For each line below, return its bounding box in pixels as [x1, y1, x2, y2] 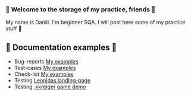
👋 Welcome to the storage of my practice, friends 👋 [5, 5, 156, 14]
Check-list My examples [14, 71, 74, 78]
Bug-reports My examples [14, 58, 79, 65]
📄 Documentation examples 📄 [5, 42, 117, 52]
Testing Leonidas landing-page [14, 77, 91, 84]
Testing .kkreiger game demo [14, 83, 87, 91]
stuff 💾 [5, 25, 22, 32]
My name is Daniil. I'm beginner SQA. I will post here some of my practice [5, 19, 186, 26]
